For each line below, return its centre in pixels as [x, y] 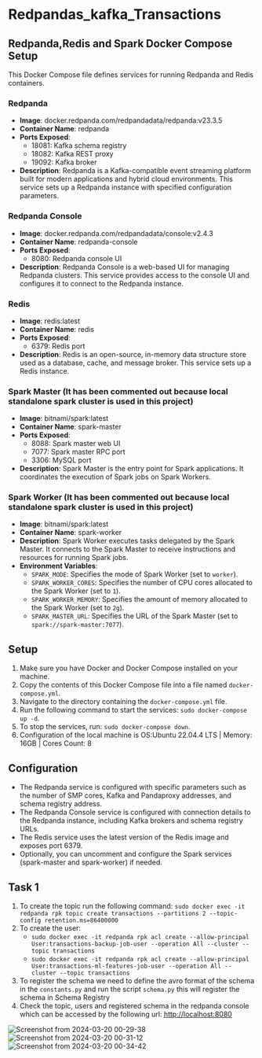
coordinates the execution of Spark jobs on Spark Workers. [115, 477]
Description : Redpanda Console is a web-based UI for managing [124, 267]
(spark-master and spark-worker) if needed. [91, 862]
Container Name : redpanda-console [79, 241]
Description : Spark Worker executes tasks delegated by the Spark [127, 541]
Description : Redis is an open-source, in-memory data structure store [133, 354]
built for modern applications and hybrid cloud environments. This [126, 179]
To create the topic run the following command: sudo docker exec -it [132, 905]
